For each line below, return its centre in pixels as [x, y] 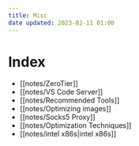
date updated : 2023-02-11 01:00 [61, 23]
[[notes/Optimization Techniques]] [75, 125]
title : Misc [28, 15]
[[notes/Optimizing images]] [66, 109]
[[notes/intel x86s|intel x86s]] [68, 134]
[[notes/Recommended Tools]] [69, 100]
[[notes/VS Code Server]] [61, 92]
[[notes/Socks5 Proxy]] [58, 117]
